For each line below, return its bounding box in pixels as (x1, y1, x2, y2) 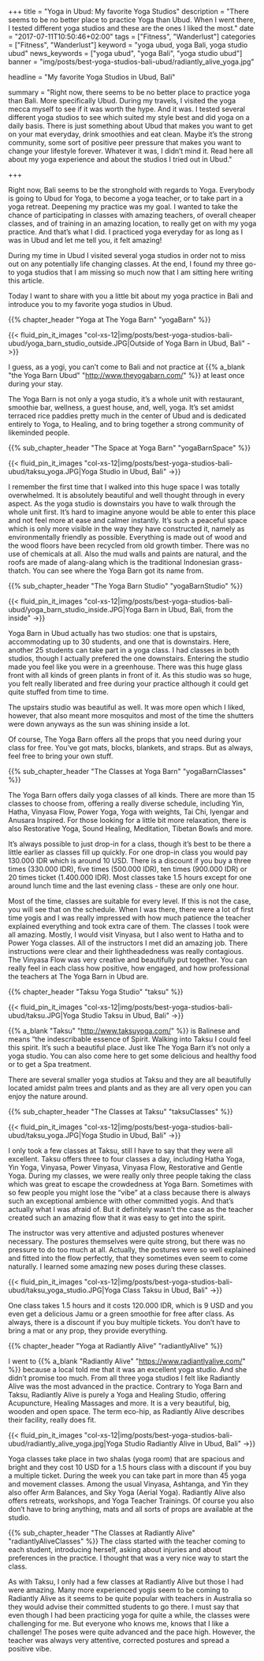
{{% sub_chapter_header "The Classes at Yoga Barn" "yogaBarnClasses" (8, 767, 247, 776)
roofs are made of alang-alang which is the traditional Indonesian (8, 558, 220, 567)
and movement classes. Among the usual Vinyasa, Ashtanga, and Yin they (8, 1480, 249, 1488)
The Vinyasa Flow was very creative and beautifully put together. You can (8, 955, 247, 964)
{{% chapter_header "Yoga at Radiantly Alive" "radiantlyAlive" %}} (8, 1341, 223, 1350)
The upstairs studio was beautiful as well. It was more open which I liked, (8, 702, 246, 712)
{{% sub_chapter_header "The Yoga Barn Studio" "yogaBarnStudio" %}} (8, 582, 244, 590)
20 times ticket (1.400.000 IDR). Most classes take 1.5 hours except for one (8, 873, 252, 882)
